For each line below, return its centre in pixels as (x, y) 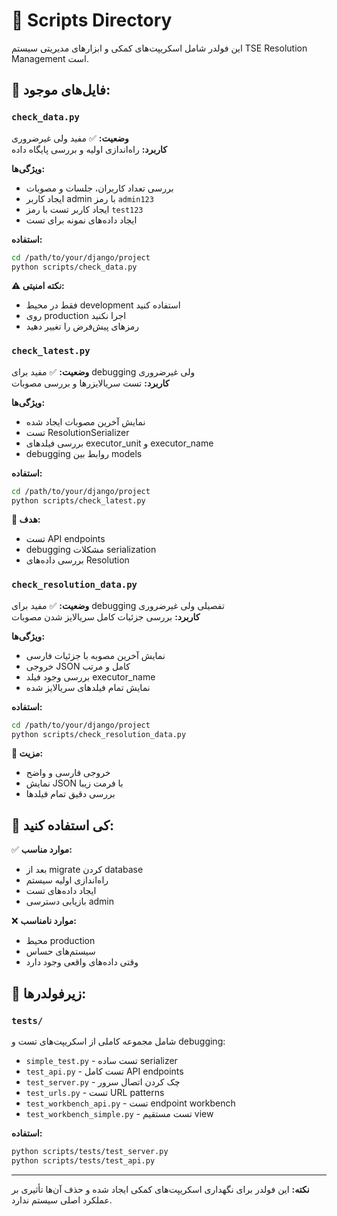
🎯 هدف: (26, 520)
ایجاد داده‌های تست (61, 891)
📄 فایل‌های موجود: (61, 90)
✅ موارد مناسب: (42, 850)
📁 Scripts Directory (92, 20)
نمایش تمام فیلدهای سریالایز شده (88, 687)
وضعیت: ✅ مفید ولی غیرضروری (70, 138)
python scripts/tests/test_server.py (90, 1151)
